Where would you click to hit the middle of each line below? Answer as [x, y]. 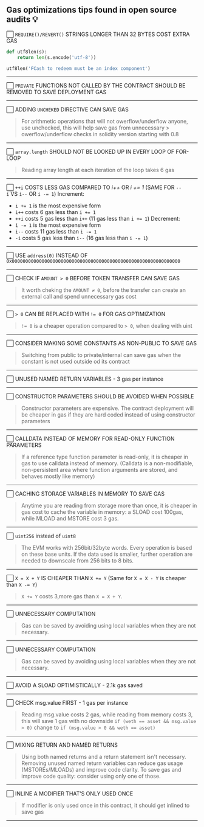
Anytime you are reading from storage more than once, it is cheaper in [109, 506]
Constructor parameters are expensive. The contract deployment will [107, 408]
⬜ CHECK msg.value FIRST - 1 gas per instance [67, 703]
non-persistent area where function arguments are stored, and [99, 470]
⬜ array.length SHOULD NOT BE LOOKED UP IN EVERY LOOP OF [90, 152]
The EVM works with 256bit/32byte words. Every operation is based [107, 548]
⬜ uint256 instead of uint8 [41, 536]
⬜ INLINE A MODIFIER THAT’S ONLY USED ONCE [70, 794]
